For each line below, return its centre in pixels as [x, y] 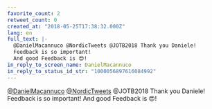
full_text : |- [28, 39]
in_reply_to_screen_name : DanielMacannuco [69, 65]
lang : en [20, 33]
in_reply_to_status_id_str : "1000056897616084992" [82, 71]
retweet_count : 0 [32, 20]
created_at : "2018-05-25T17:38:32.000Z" [67, 26]
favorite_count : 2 [34, 13]
